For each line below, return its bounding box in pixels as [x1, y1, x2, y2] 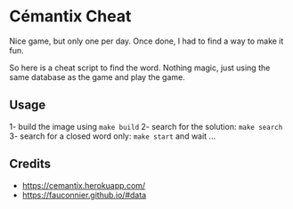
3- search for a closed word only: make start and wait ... [9, 131, 216, 141]
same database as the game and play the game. [9, 71, 185, 82]
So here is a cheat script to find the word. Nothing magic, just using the [9, 62, 271, 73]
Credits [9, 157, 52, 172]
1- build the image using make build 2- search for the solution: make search [9, 121, 283, 132]
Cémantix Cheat [9, 6, 132, 27]
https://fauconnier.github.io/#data [21, 189, 147, 200]
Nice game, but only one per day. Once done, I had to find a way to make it [9, 36, 284, 46]
